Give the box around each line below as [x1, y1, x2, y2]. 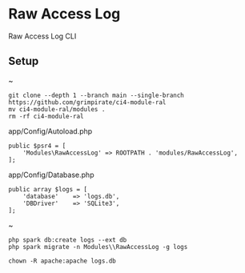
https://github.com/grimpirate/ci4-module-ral [8, 98, 167, 106]
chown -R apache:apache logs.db [8, 257, 116, 265]
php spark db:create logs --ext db [8, 235, 127, 244]
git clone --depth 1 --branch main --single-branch [8, 91, 184, 99]
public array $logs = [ [8, 185, 88, 193]
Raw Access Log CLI [8, 31, 77, 41]
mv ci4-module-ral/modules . [8, 105, 106, 113]
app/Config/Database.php [8, 170, 94, 179]
